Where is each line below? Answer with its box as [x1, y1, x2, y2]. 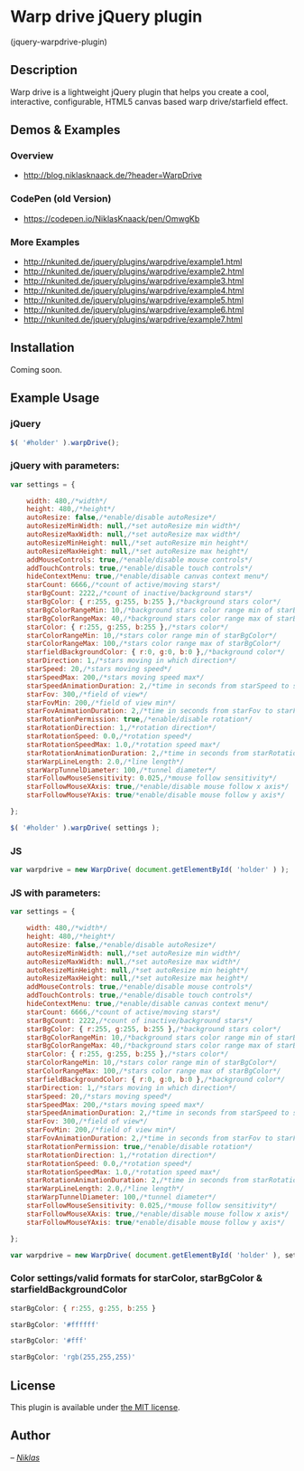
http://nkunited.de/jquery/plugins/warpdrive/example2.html [23, 266, 244, 277]
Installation [10, 340, 75, 356]
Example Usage [10, 391, 100, 406]
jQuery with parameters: [10, 460, 120, 472]
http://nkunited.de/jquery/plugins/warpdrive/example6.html [23, 305, 244, 316]
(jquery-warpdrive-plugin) [10, 36, 107, 47]
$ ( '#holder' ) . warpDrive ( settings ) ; [10, 823, 161, 832]
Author [10, 1428, 51, 1444]
